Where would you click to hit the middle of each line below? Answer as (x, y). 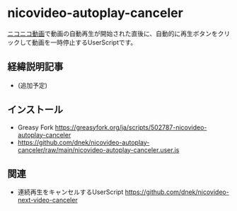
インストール (35, 110)
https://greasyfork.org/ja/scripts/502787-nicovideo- (131, 127)
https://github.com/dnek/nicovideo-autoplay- (83, 142)
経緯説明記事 (35, 67)
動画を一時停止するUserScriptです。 (84, 42)
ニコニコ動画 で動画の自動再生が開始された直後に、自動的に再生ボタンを (112, 33)
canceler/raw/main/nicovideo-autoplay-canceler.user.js (98, 149)
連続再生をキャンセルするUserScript (70, 192)
